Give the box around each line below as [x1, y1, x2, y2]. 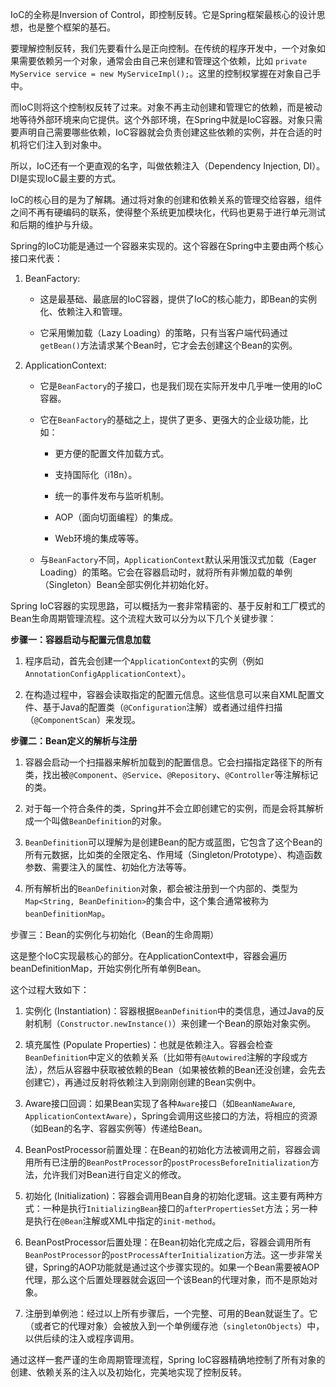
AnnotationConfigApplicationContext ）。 [24, 668, 192, 679]
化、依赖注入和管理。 [39, 306, 128, 317]
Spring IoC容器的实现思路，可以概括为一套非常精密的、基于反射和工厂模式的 [10, 600, 326, 612]
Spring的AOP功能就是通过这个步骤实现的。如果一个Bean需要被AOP [42, 1261, 320, 1273]
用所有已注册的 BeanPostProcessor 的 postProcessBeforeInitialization [24, 1156, 311, 1168]
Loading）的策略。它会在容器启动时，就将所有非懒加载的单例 [39, 566, 293, 578]
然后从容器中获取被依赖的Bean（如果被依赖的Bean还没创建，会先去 [46, 1064, 326, 1075]
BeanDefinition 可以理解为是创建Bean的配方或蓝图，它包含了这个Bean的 [24, 836, 323, 848]
